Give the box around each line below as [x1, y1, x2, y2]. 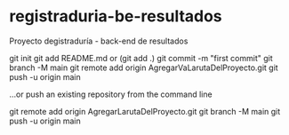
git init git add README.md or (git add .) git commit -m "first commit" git [9, 52, 273, 63]
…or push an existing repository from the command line [9, 89, 213, 99]
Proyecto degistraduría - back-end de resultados [9, 36, 189, 46]
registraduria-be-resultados [9, 6, 222, 27]
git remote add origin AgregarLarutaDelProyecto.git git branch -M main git [9, 106, 281, 116]
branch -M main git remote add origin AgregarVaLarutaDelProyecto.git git [9, 62, 278, 73]
